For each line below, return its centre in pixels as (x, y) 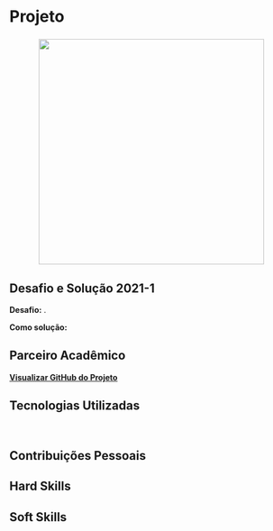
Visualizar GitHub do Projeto (64, 377)
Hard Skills (40, 486)
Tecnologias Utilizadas (75, 406)
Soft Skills (38, 517)
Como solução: (38, 327)
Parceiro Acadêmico (68, 356)
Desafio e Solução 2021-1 (82, 288)
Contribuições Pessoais (78, 456)
